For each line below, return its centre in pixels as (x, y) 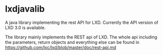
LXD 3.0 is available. (26, 27)
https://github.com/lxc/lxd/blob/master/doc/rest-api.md (61, 47)
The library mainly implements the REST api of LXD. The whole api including (81, 37)
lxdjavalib (25, 9)
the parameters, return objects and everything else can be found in (72, 42)
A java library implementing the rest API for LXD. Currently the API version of (82, 22)
